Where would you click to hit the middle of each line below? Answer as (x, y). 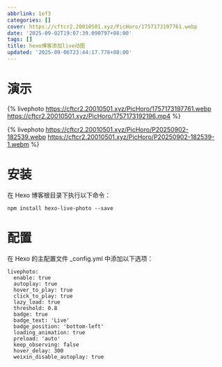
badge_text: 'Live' (42, 320)
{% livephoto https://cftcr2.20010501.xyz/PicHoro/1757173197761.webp (109, 108)
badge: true (31, 314)
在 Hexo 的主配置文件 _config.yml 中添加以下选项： (80, 259)
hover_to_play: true (43, 290)
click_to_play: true (43, 296)
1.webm (18, 144)
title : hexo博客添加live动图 (46, 46)
